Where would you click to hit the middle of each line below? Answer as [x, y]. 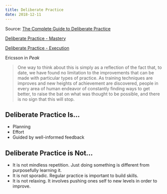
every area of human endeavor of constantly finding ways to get [83, 88]
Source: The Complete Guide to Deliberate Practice [58, 28]
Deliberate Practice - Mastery [35, 38]
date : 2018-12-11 [23, 14]
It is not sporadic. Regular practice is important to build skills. [75, 176]
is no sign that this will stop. [46, 99]
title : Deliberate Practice [34, 10]
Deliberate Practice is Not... [49, 153]
